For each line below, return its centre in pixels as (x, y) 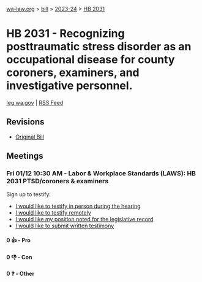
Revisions (25, 122)
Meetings (25, 156)
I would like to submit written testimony (65, 226)
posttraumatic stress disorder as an (99, 47)
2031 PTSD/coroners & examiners (58, 181)
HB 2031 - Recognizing (65, 34)
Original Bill (30, 137)
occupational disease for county (91, 60)
